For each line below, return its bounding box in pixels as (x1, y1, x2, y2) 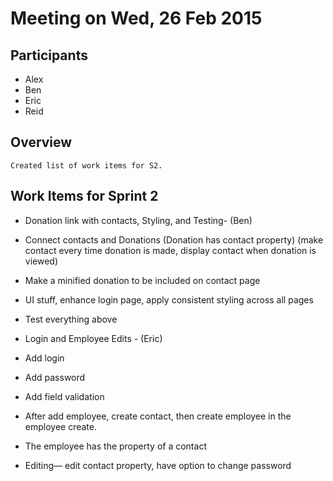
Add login (24, 352, 65, 364)
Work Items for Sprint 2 (10, 188, 159, 205)
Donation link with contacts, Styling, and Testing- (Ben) (24, 214, 253, 226)
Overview (10, 134, 73, 151)
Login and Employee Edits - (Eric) (24, 332, 163, 344)
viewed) (24, 255, 59, 267)
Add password (24, 371, 86, 383)
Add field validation (24, 390, 105, 402)
